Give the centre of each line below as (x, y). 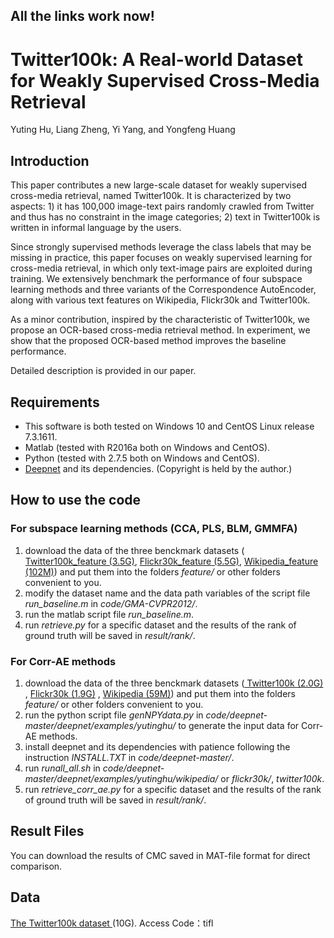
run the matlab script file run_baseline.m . (109, 614)
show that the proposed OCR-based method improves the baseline (148, 341)
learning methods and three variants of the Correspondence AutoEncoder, (163, 290)
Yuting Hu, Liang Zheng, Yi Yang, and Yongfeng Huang (123, 130)
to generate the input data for (239, 725)
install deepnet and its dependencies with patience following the (157, 746)
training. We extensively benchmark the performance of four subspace (156, 279)
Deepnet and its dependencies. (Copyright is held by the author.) (158, 468)
